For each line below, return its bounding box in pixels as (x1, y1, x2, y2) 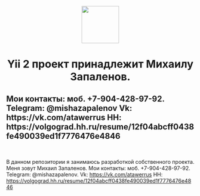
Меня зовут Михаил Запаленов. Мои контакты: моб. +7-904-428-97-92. (6, 164, 191, 172)
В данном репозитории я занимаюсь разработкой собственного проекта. (6, 158, 195, 165)
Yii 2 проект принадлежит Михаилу (7, 57, 194, 71)
